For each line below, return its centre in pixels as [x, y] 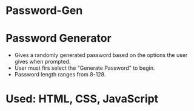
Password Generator [59, 39]
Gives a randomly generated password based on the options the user [101, 55]
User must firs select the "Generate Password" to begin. [85, 68]
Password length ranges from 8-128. [60, 75]
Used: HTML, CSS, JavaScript [82, 99]
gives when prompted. [42, 62]
